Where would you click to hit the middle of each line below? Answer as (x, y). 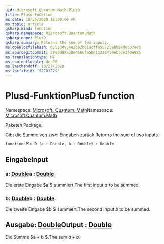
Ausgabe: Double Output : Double (59, 225)
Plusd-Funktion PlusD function (70, 96)
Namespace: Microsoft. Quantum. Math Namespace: (59, 110)
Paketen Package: (24, 125)
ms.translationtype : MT (30, 57)
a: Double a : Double (30, 174)
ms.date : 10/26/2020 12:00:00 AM (40, 19)
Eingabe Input (27, 160)
